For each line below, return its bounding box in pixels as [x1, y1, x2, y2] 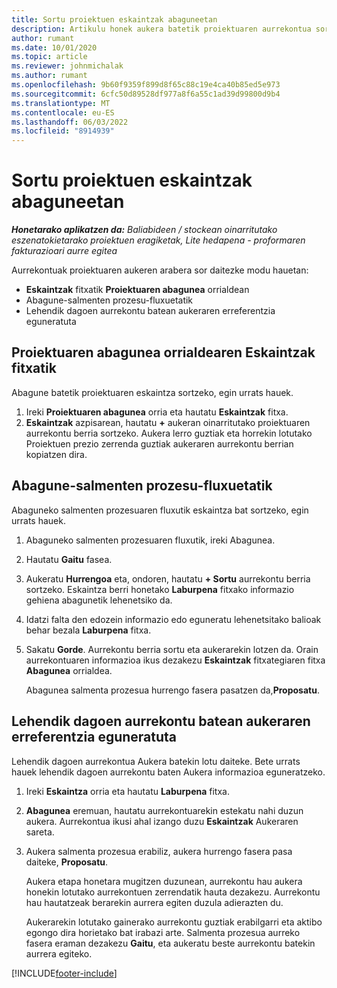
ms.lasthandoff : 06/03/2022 [11, 117, 129, 127]
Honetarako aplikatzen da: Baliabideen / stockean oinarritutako [11, 224, 278, 236]
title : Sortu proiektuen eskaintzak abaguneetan [11, 14, 218, 25]
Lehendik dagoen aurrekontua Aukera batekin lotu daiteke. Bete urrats [11, 755, 301, 767]
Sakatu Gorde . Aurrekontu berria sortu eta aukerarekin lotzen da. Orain [25, 643, 319, 655]
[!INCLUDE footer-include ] [11, 967, 118, 979]
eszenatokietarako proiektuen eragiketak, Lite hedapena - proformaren [11, 234, 306, 246]
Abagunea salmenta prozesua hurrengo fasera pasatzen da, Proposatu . [25, 684, 320, 696]
